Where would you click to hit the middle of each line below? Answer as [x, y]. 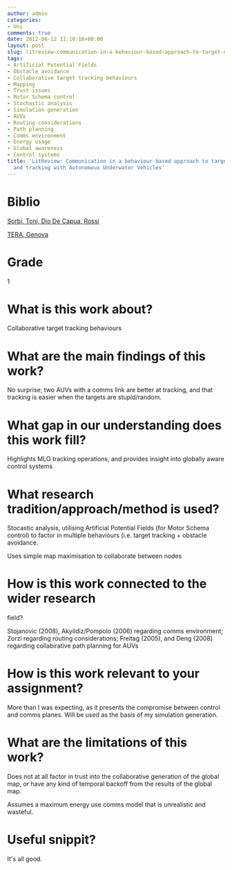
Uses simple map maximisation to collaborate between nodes [95, 556]
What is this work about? [80, 309]
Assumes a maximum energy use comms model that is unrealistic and [106, 804]
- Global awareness [35, 148]
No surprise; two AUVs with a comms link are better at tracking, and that [110, 390]
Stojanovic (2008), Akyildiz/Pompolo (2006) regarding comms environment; [115, 631]
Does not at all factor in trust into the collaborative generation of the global [113, 777]
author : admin [28, 13]
